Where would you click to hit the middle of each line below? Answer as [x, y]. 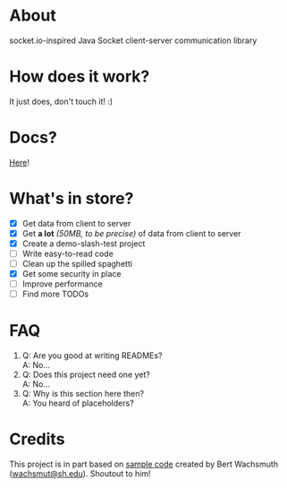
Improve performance [62, 284]
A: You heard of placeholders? [78, 403]
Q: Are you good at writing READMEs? [92, 355]
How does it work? [80, 77]
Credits [37, 439]
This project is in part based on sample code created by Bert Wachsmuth [144, 464]
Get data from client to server [76, 223]
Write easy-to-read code [68, 253]
